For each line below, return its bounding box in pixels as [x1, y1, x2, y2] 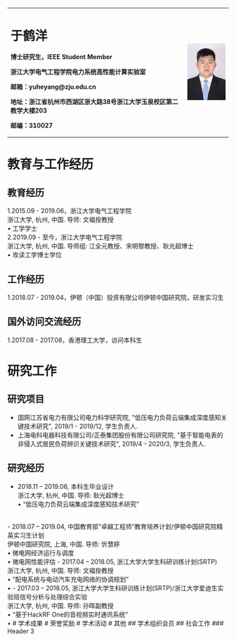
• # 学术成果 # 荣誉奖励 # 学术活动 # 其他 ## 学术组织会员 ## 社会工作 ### [7, 618, 224, 627]
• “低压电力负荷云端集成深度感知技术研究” [17, 500, 139, 508]
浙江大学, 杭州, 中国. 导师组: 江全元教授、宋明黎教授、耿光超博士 [7, 242, 194, 250]
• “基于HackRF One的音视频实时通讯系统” [7, 610, 129, 618]
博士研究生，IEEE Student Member [10, 52, 113, 61]
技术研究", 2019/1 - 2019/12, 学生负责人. [23, 421, 138, 430]
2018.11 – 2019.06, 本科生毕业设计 [17, 482, 114, 490]
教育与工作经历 [7, 156, 94, 172]
